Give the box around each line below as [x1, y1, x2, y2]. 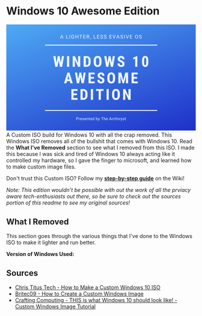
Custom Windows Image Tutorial [14, 303, 96, 310]
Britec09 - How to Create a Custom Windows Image [14, 290, 144, 297]
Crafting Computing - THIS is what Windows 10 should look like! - [14, 297, 177, 304]
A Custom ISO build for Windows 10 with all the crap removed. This [6, 131, 173, 139]
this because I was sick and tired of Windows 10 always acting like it [6, 151, 176, 158]
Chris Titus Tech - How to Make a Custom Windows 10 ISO [14, 284, 161, 291]
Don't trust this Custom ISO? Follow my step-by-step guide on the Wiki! [6, 175, 185, 182]
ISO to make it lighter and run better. [6, 239, 96, 246]
